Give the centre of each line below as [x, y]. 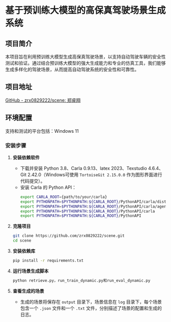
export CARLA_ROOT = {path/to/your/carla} [64, 197]
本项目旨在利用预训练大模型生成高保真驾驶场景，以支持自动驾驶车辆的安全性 [85, 57]
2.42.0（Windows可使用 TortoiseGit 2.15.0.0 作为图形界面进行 [95, 174]
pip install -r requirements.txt [48, 261]
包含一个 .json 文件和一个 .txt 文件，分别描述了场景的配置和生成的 [91, 308]
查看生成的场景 [28, 291]
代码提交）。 [33, 181]
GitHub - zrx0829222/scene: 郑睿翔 [43, 100]
